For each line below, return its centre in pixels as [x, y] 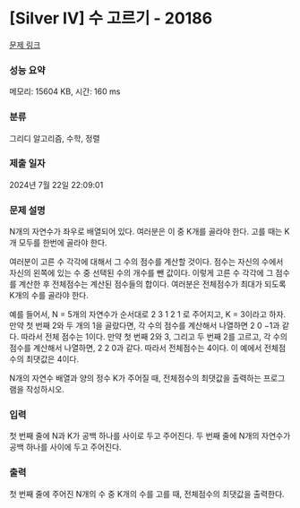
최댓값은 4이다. [52, 359]
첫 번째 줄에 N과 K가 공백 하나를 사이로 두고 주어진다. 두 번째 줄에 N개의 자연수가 [150, 436]
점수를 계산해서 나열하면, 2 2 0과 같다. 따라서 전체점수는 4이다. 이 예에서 [136, 348]
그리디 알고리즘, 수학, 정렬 [55, 138]
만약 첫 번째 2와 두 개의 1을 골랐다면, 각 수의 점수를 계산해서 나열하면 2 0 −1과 [145, 326]
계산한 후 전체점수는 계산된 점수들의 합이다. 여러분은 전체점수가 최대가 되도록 [152, 284]
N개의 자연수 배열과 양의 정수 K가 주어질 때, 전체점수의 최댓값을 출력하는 [135, 378]
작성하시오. [45, 390]
